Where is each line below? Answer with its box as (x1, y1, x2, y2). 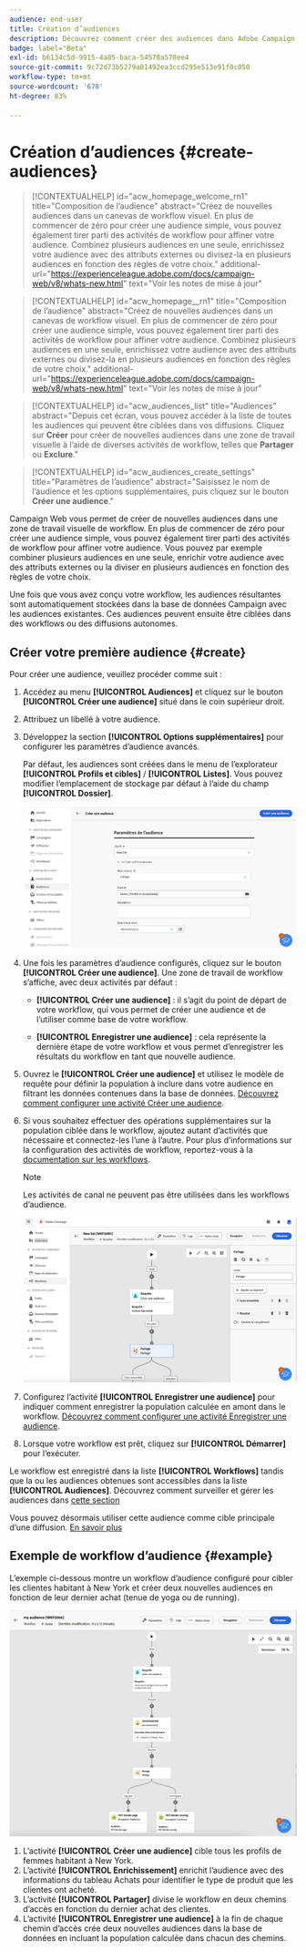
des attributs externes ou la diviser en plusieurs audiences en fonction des (9, 561, 290, 573)
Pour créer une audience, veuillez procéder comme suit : (9, 669, 223, 680)
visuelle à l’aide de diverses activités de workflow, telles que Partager (31, 439, 294, 450)
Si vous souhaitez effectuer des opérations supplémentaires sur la (22, 1115, 271, 1126)
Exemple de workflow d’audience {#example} (9, 1548, 273, 1564)
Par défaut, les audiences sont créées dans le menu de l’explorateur (22, 759, 278, 770)
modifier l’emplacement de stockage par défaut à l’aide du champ (22, 778, 270, 789)
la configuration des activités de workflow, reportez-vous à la (22, 1145, 253, 1156)
